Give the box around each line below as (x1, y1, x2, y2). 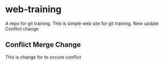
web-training (5, 4, 62, 15)
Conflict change (5, 25, 39, 31)
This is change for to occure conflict (5, 54, 81, 60)
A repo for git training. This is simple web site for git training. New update (5, 20, 159, 26)
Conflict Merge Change (5, 41, 81, 49)
